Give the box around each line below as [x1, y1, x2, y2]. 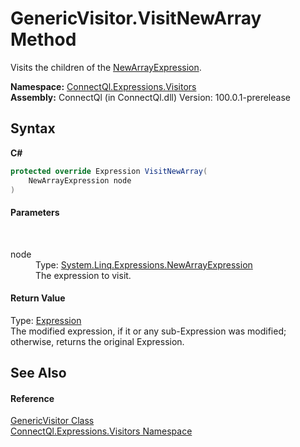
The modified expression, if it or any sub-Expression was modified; [10, 325, 287, 337]
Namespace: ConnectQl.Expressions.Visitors [10, 80, 197, 92]
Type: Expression [10, 314, 82, 326]
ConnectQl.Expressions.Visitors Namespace [10, 425, 193, 437]
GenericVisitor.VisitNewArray [10, 7, 262, 30]
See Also [10, 365, 67, 382]
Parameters [10, 206, 60, 218]
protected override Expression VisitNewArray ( [10, 166, 208, 176]
